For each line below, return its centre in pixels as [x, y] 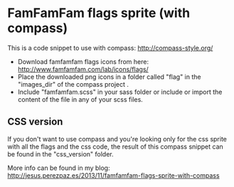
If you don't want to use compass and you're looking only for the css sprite [117, 139]
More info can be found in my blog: [59, 168]
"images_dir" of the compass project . [73, 84]
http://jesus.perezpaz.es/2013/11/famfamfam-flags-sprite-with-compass [113, 175]
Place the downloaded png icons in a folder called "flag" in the [109, 77]
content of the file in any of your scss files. [80, 99]
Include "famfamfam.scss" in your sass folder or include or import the [120, 92]
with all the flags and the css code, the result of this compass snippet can [116, 146]
